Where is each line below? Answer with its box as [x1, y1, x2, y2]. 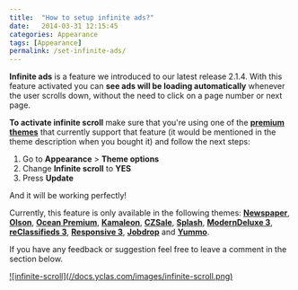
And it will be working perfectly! [9, 190, 127, 201]
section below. [9, 253, 63, 265]
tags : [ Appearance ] [9, 38, 83, 48]
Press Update [22, 172, 74, 184]
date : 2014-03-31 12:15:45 [9, 22, 118, 31]
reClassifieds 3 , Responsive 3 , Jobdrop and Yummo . [9, 226, 210, 238]
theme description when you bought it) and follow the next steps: [9, 136, 251, 147]
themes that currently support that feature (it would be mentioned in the [9, 127, 276, 137]
